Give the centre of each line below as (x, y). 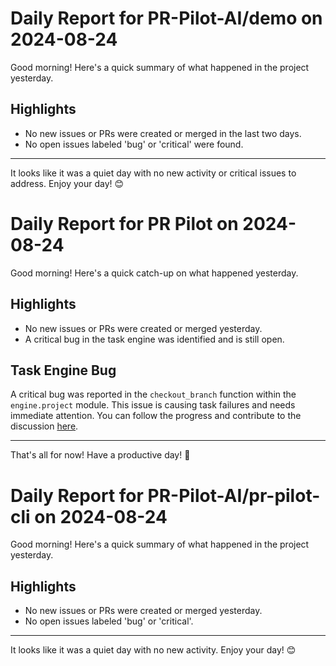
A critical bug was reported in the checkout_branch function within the (153, 394)
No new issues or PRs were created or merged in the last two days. (163, 133)
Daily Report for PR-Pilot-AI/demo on (166, 18)
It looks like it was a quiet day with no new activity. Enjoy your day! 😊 (153, 650)
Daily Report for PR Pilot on (124, 223)
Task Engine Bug (63, 370)
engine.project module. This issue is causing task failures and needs (153, 405)
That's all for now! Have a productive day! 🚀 (100, 455)
